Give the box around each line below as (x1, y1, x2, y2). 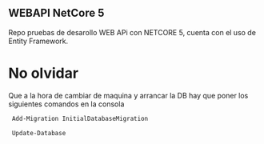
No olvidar (8, 64, 78, 82)
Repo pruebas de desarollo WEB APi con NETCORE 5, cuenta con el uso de (8, 27, 256, 37)
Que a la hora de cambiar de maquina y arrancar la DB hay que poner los (8, 90, 249, 100)
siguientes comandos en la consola (8, 99, 125, 109)
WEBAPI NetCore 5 (8, 6, 105, 20)
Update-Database (11, 129, 66, 137)
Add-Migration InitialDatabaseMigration (11, 114, 149, 122)
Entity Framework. (8, 36, 69, 46)
